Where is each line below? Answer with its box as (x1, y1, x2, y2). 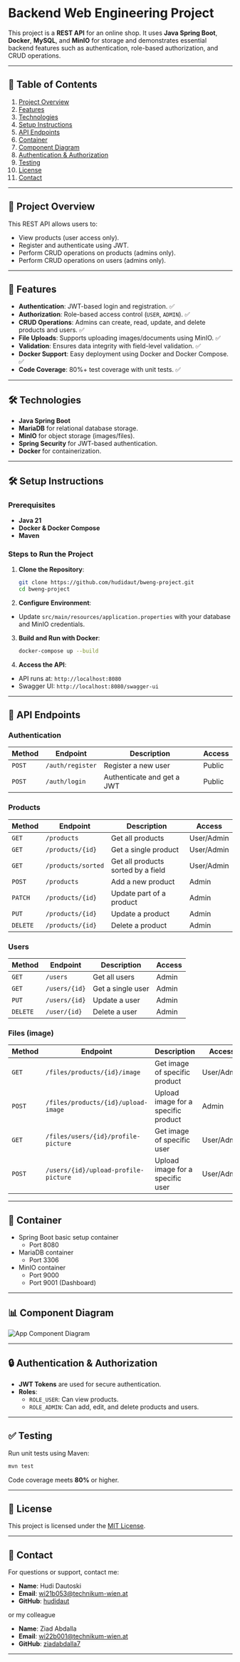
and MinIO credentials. (18, 620, 85, 628)
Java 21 (18, 516, 42, 524)
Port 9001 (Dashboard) (28, 1279, 97, 1287)
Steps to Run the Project (8, 549, 93, 559)
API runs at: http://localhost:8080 (18, 674, 122, 682)
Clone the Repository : (18, 565, 85, 574)
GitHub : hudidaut (18, 1597, 70, 1606)
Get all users (93, 972, 135, 982)
